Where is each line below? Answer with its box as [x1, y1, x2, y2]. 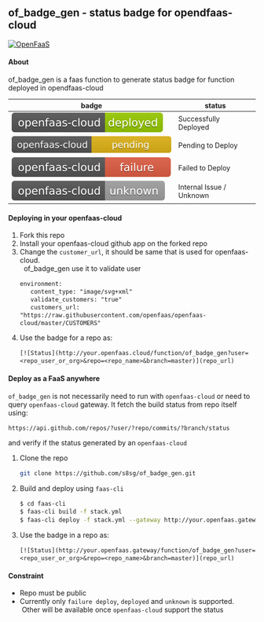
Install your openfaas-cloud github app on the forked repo [19, 239, 208, 248]
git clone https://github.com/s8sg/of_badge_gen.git [19, 469, 196, 477]
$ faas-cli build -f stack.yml [19, 508, 123, 516]
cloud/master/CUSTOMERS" [19, 320, 101, 327]
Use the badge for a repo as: [19, 333, 113, 342]
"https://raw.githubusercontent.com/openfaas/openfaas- [19, 312, 207, 320]
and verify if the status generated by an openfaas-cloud [8, 437, 187, 447]
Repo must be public [19, 588, 86, 598]
